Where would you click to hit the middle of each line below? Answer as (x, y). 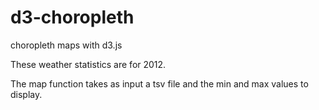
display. (26, 94)
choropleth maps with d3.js (66, 45)
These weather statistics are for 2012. (88, 64)
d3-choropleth (72, 17)
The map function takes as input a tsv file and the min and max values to (159, 83)
